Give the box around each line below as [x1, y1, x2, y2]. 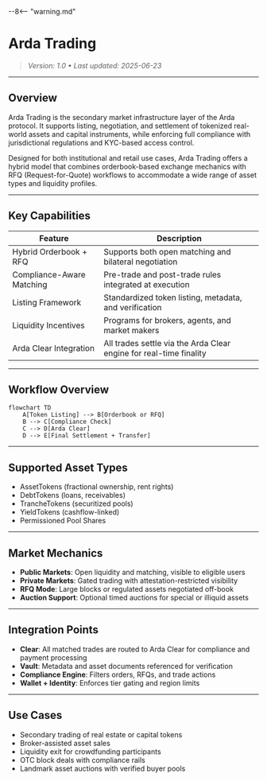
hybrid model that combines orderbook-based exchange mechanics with [8, 161, 246, 171]
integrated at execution [103, 278, 190, 289]
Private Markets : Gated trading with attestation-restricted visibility [19, 576, 238, 585]
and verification [103, 301, 162, 313]
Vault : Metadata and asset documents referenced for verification [19, 661, 233, 670]
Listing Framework [12, 297, 82, 308]
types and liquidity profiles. [8, 178, 98, 188]
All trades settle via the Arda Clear [103, 337, 231, 348]
